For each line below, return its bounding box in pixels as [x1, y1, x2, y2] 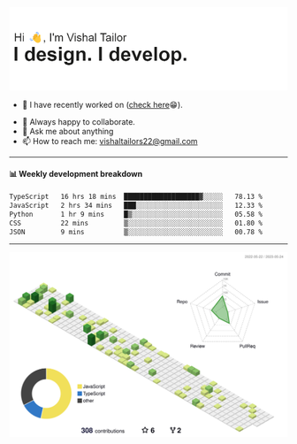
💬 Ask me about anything [21, 126, 114, 137]
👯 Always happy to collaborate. [21, 117, 135, 127]
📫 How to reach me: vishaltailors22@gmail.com [21, 136, 198, 147]
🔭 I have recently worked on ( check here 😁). [21, 100, 183, 111]
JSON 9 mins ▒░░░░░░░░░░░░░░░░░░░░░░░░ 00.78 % [9, 228, 263, 237]
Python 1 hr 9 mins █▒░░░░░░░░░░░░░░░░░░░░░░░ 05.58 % [9, 211, 263, 219]
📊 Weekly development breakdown [9, 168, 143, 179]
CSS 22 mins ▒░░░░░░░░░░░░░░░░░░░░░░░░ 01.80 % [9, 219, 263, 228]
